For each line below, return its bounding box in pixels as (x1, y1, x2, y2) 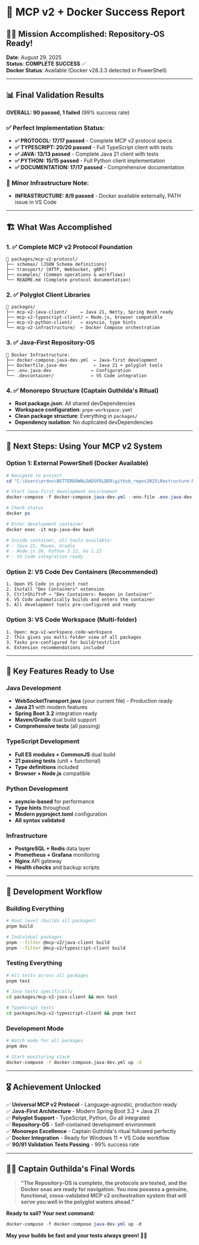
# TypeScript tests (6, 1005, 54, 1011)
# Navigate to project (6, 472, 62, 478)
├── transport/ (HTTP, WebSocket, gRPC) (6, 266, 108, 273)
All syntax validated (14, 817, 65, 824)
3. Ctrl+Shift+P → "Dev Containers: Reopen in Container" (6, 591, 152, 597)
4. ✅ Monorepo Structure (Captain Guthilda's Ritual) (6, 386, 159, 394)
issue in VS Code (14, 198, 57, 206)
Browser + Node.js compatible (14, 770, 91, 777)
